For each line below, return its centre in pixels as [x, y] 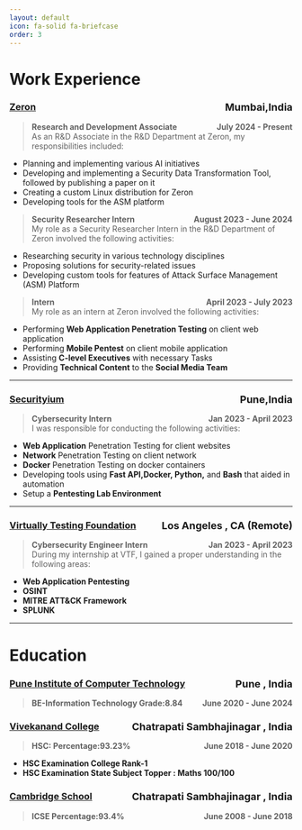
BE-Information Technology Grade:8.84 [107, 703]
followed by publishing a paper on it [89, 182]
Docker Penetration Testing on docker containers [114, 465]
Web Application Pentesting [76, 581]
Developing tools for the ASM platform [93, 201]
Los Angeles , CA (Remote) [227, 526]
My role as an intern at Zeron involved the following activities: [145, 311]
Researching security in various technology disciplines [123, 255]
